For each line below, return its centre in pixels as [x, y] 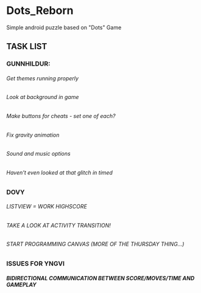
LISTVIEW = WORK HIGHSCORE [47, 207]
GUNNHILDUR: [28, 64]
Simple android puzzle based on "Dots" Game [64, 27]
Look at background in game [43, 97]
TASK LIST [27, 47]
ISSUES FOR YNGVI [36, 263]
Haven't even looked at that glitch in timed [59, 172]
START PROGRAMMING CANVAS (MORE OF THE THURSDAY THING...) [95, 244]
